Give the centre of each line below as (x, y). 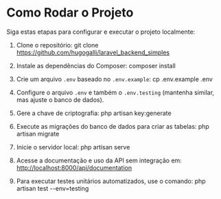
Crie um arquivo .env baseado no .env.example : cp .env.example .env (115, 79)
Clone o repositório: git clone (57, 45)
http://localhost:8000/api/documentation (74, 167)
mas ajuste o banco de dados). (60, 99)
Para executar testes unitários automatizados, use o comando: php (111, 181)
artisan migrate (38, 134)
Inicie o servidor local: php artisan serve (73, 147)
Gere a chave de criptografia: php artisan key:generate (94, 113)
